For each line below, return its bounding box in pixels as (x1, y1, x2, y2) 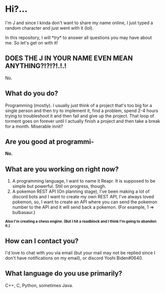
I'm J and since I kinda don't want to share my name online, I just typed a (5, 20, 154, 26)
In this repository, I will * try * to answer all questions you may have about (5, 35, 152, 40)
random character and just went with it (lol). (5, 25, 94, 31)
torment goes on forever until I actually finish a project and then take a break (5, 118, 161, 124)
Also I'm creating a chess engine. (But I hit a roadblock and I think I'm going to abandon (5, 219, 157, 224)
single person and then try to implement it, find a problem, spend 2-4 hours (5, 108, 159, 113)
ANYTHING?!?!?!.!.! (5, 62, 66, 70)
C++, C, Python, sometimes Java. (5, 282, 73, 288)
